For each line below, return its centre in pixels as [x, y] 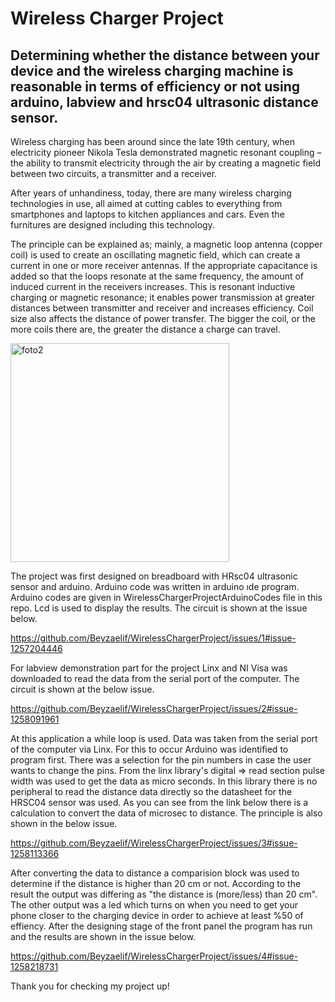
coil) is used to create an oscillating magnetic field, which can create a [155, 255]
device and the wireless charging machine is [152, 70]
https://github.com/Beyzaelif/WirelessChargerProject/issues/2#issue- [154, 708]
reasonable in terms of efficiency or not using [155, 86]
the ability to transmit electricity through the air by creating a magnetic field [166, 163]
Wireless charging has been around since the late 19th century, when [152, 141]
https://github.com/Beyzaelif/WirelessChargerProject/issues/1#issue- [153, 638]
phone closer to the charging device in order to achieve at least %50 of [157, 915]
